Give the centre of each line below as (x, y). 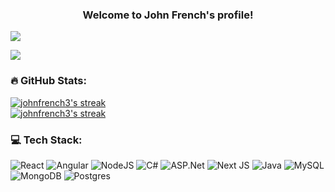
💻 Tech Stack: (46, 140)
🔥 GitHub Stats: (48, 81)
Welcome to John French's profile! (168, 15)
